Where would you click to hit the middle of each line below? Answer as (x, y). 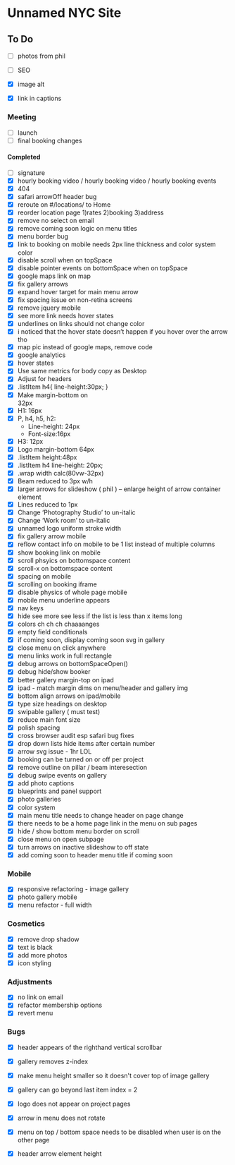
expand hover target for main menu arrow (78, 291)
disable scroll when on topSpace (65, 260)
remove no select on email (56, 221)
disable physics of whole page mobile (72, 592)
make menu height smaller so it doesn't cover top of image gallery (113, 1075)
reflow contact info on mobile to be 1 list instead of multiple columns (116, 544)
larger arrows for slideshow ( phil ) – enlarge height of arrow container (119, 489)
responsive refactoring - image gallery (73, 889)
